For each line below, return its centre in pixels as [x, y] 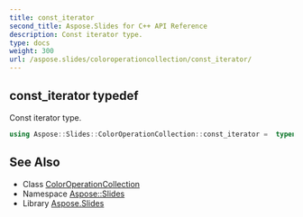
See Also [35, 163]
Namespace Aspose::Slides [73, 194]
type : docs [30, 43]
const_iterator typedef [74, 96]
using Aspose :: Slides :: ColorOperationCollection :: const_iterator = [139, 134]
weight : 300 [32, 51]
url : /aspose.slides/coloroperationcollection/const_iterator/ [131, 59]
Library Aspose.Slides [63, 203]
